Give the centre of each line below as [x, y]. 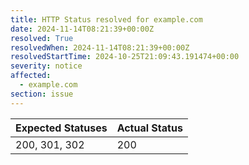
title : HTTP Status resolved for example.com [106, 19]
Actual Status [149, 128]
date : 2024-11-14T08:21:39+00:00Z [82, 29]
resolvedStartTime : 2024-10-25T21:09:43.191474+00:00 [125, 57]
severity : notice [46, 66]
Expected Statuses [61, 128]
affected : [31, 76]
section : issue [42, 94]
